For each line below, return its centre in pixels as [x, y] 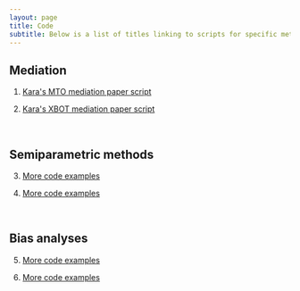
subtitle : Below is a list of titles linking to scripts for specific [143, 34]
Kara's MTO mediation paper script [87, 92]
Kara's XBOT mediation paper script [88, 109]
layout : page [33, 17]
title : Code [31, 26]
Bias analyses [49, 239]
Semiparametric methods [82, 154]
